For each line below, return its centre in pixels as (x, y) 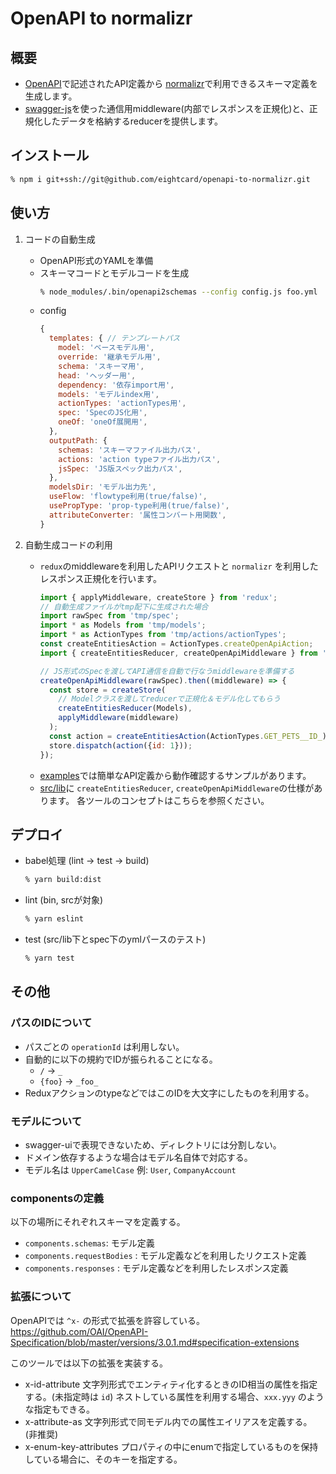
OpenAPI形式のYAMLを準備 (96, 260)
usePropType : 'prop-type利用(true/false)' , (139, 506)
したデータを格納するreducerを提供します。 (132, 121)
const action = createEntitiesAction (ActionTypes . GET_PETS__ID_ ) (187, 736)
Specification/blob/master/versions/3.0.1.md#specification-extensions (155, 1342)
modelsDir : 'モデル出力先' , (102, 487)
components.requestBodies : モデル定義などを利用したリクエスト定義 (165, 1256)
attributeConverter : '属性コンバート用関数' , (137, 515)
